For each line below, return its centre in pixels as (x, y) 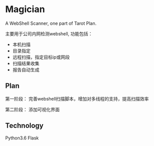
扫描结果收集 (26, 63)
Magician (25, 9)
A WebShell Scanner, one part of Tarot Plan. (51, 23)
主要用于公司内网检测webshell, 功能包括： (49, 33)
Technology (24, 126)
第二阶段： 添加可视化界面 (32, 109)
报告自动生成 (26, 70)
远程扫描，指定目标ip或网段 (41, 57)
